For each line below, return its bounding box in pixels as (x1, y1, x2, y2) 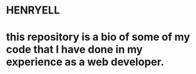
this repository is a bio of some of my (6, 31, 190, 44)
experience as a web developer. (6, 55, 164, 69)
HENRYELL (6, 4, 60, 17)
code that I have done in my (6, 43, 143, 56)
